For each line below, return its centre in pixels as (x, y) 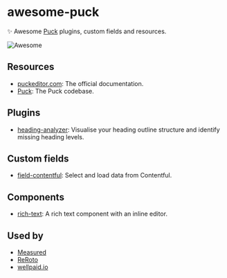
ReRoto (27, 260)
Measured (32, 252)
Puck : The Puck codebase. (56, 91)
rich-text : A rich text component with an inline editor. (92, 214)
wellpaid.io (33, 267)
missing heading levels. (51, 137)
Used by (25, 235)
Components (36, 197)
